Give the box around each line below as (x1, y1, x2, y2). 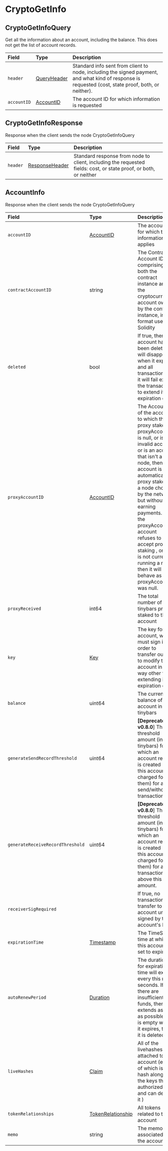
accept (137, 540, 154, 547)
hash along (137, 1071, 163, 1078)
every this (137, 975, 161, 982)
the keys (137, 1077, 157, 1084)
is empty (137, 1019, 158, 1026)
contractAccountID (7, 287, 51, 293)
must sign (137, 638, 161, 645)
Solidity (137, 324, 155, 331)
